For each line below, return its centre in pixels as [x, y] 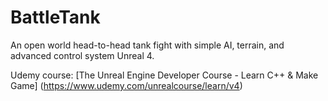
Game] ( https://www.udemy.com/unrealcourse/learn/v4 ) [126, 85]
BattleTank [55, 17]
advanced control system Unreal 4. [82, 55]
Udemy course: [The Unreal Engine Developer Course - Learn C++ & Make [164, 75]
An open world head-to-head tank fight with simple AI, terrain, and [147, 45]
